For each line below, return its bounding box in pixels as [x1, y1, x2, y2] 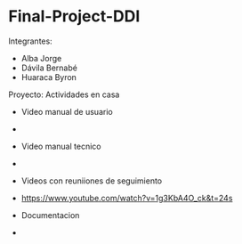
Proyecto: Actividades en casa [8, 89, 120, 100]
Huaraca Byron [20, 71, 77, 82]
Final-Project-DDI [8, 6, 141, 27]
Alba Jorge [20, 53, 62, 63]
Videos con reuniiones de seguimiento [20, 175, 162, 186]
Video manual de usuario [20, 106, 113, 117]
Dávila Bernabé [20, 62, 77, 73]
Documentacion [20, 209, 80, 220]
